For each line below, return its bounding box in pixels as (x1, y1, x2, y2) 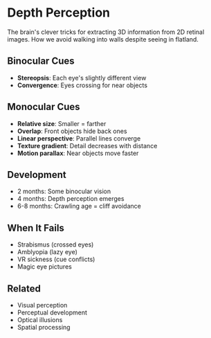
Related (7, 283, 42, 294)
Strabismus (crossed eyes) (17, 240, 94, 249)
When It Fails (7, 222, 64, 233)
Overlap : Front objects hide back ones (17, 127, 127, 135)
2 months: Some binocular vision (17, 187, 111, 195)
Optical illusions (17, 316, 63, 323)
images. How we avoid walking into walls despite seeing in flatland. (7, 35, 199, 43)
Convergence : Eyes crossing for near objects (17, 81, 147, 89)
